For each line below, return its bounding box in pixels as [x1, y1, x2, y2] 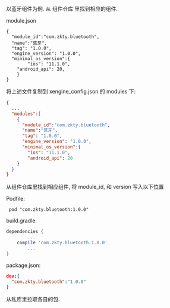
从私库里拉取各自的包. [6, 295, 61, 303]
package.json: [6, 262, 41, 269]
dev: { [6, 273, 20, 279]
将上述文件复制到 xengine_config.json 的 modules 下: [6, 88, 136, 95]
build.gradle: [6, 217, 37, 225]
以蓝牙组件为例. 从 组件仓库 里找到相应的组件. [6, 5, 118, 12]
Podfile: [6, 195, 25, 203]
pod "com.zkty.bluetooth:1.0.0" [8, 207, 89, 213]
